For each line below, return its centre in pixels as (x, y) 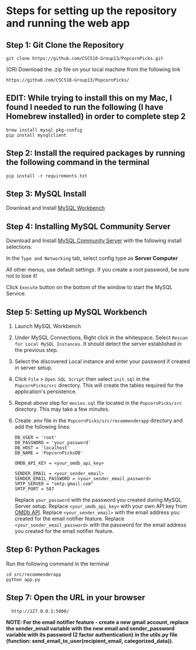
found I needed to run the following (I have (85, 107)
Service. (16, 294)
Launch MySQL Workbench (48, 326)
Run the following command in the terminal (58, 564)
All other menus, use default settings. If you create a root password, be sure (98, 270)
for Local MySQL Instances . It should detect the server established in (98, 344)
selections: (19, 247)
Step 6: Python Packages (53, 550)
